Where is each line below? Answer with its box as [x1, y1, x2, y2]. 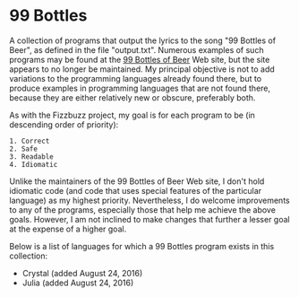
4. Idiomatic [9, 160, 58, 169]
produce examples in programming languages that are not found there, [9, 83, 271, 93]
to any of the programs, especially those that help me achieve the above [9, 204, 276, 215]
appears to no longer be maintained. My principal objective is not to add [9, 64, 275, 74]
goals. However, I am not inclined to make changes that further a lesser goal [9, 214, 290, 224]
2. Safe [9, 144, 38, 153]
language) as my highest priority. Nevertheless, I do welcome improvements [9, 195, 290, 205]
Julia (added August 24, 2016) [21, 277, 134, 288]
